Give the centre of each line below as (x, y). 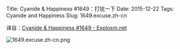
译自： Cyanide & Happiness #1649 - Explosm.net (66, 28)
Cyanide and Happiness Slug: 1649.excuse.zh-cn (66, 16)
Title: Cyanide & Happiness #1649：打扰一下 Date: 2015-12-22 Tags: (90, 9)
